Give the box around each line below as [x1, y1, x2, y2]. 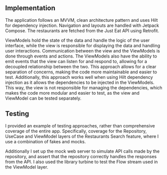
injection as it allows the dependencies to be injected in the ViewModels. [5, 79, 155, 85]
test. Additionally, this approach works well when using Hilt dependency [5, 74, 153, 80]
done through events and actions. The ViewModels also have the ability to [5, 53, 157, 59]
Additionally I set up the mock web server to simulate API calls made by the [5, 148, 160, 154]
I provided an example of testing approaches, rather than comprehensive [5, 122, 156, 128]
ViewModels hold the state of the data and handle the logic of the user [5, 37, 150, 43]
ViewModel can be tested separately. [5, 95, 82, 101]
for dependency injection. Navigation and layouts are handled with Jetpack [5, 22, 160, 28]
